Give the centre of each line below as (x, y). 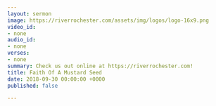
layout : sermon (30, 14)
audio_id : (22, 40)
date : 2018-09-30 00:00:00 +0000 (56, 79)
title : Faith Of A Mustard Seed (55, 72)
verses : (19, 53)
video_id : (22, 27)
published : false (33, 86)
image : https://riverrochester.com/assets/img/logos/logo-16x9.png (108, 20)
